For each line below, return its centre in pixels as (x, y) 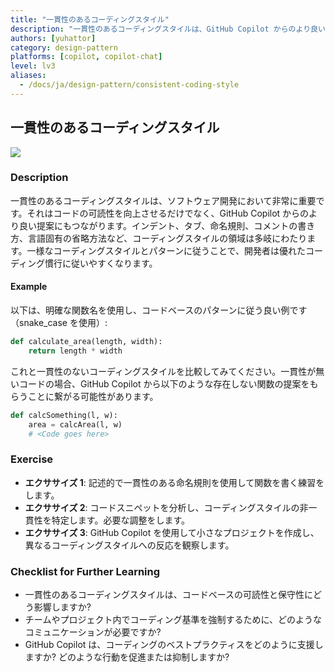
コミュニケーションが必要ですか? (93, 632)
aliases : (28, 76)
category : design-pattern (64, 47)
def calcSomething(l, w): (64, 415)
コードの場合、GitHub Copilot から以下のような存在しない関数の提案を (164, 383)
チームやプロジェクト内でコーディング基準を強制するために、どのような (173, 620)
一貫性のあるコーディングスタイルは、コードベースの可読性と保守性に (169, 595)
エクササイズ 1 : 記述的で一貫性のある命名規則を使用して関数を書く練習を (174, 482)
